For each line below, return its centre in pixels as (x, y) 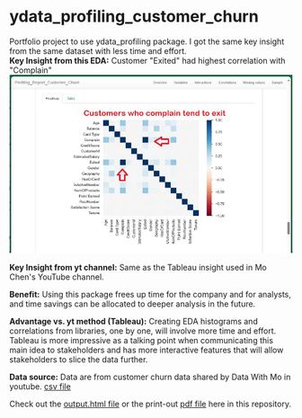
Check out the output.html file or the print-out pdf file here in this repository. (151, 404)
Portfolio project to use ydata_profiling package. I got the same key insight (147, 41)
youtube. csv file (40, 387)
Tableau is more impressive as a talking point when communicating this (142, 341)
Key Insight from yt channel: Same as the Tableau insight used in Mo (138, 268)
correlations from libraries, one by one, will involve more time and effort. (143, 331)
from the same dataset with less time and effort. (98, 50)
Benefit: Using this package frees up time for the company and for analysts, (151, 295)
